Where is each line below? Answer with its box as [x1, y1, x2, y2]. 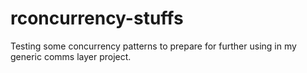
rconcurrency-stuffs [10, 7, 184, 30]
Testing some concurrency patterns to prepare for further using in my [10, 40, 297, 52]
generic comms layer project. [10, 50, 132, 62]
